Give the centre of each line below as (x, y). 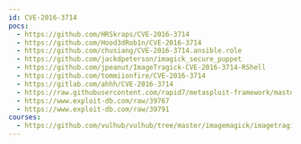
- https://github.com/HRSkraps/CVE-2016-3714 (103, 34)
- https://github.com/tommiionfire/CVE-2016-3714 (111, 76)
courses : (25, 117)
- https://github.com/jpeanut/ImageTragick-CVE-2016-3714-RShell (142, 68)
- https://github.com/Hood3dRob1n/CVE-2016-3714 (109, 42)
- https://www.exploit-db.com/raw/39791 (93, 109)
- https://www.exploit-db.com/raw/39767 (93, 101)
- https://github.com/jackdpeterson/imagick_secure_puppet (129, 59)
